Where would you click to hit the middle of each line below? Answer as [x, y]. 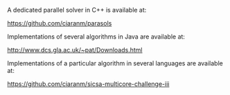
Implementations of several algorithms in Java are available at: [96, 36]
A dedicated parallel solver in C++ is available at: [77, 10]
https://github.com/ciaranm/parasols [60, 23]
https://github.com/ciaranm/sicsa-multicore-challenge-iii [88, 84]
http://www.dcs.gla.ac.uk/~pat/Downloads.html [75, 50]
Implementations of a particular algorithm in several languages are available [115, 63]
